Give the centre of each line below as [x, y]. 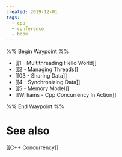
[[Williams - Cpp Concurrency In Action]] [66, 95]
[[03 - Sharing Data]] [41, 76]
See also [28, 131]
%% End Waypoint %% [35, 106]
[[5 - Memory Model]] [42, 88]
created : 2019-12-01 [32, 12]
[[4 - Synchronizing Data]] [47, 82]
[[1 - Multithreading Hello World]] [56, 63]
